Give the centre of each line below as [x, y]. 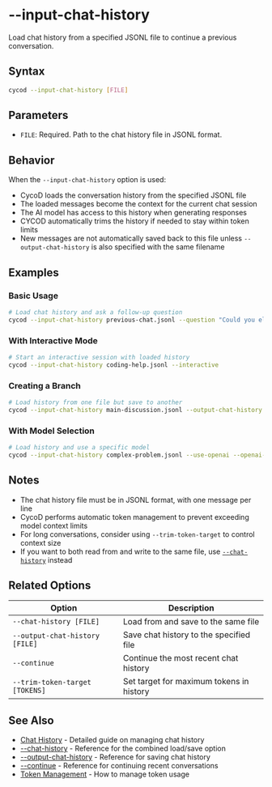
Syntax [27, 72]
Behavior [32, 160]
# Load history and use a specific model [79, 448]
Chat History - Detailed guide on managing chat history [112, 740]
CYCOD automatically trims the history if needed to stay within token [134, 221]
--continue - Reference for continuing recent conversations [119, 766]
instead [60, 559]
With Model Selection [52, 431]
